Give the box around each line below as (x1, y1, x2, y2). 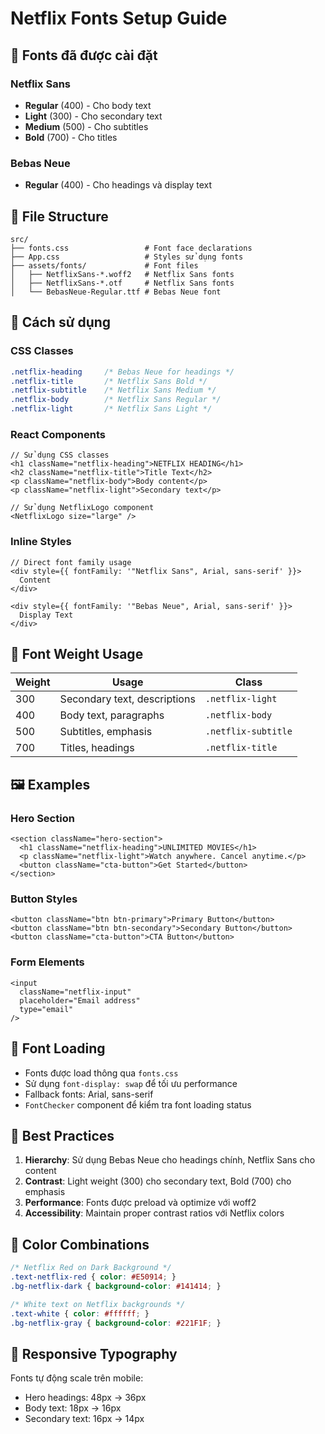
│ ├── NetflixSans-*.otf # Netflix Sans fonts (10, 278, 235, 288)
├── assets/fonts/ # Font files (10, 260, 199, 271)
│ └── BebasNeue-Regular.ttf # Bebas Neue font (10, 287, 222, 297)
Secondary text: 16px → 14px (24, 1413, 145, 1425)
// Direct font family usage (10, 557, 132, 567)
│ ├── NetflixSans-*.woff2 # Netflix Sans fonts (10, 269, 235, 279)
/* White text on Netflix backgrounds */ (10, 1299, 186, 1309)
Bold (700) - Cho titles (24, 131, 118, 143)
